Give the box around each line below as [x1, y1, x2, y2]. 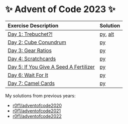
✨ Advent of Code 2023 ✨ [5, 4, 115, 15]
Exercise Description [8, 22, 59, 29]
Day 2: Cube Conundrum [8, 39, 67, 46]
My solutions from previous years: [5, 92, 76, 99]
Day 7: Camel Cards [8, 80, 55, 87]
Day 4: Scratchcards [8, 55, 56, 62]
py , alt [99, 30, 114, 37]
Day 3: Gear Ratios [8, 47, 52, 54]
